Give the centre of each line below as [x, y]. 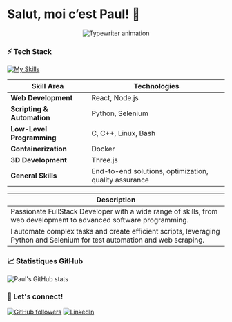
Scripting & [29, 109]
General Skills [34, 176]
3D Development [39, 160]
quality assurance [120, 180]
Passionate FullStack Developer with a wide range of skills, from [114, 211]
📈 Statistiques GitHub [45, 261]
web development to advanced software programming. [100, 220]
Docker [103, 149]
